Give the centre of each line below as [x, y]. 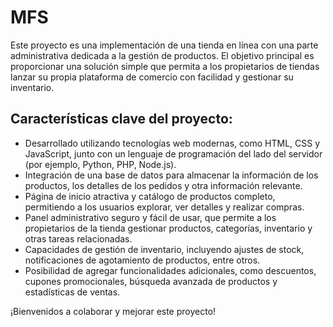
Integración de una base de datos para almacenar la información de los [171, 175]
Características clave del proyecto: [121, 119]
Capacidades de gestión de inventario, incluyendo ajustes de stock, [164, 249]
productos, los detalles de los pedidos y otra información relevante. [163, 185]
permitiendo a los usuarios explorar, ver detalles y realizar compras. [164, 207]
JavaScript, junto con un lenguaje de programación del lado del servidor [173, 153]
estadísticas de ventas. [72, 292]
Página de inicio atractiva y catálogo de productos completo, [150, 196]
